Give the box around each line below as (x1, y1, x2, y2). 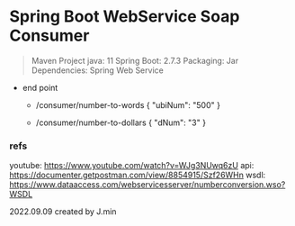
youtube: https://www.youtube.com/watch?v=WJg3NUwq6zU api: (9, 160, 255, 171)
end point (22, 82, 58, 93)
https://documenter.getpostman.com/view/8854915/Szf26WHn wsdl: (9, 169, 266, 181)
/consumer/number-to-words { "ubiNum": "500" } (35, 99, 220, 110)
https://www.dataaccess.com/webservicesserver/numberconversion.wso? (9, 179, 286, 190)
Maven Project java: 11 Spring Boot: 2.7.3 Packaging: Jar (31, 55, 239, 66)
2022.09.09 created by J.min (9, 206, 117, 217)
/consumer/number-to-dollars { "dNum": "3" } (35, 117, 207, 128)
